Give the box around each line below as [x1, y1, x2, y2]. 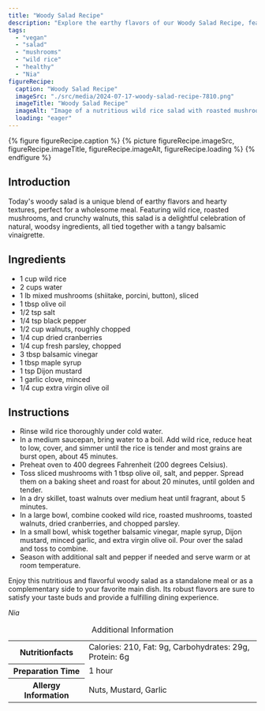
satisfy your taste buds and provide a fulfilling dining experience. [8, 593, 219, 602]
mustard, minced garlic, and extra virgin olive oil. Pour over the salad [19, 536, 243, 545]
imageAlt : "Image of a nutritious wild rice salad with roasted [15, 107, 231, 115]
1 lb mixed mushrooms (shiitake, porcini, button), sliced [19, 290, 199, 300]
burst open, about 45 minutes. [19, 451, 118, 462]
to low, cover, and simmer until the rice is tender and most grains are [19, 443, 243, 453]
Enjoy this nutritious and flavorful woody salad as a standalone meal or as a [8, 576, 254, 586]
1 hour [88, 664, 114, 675]
